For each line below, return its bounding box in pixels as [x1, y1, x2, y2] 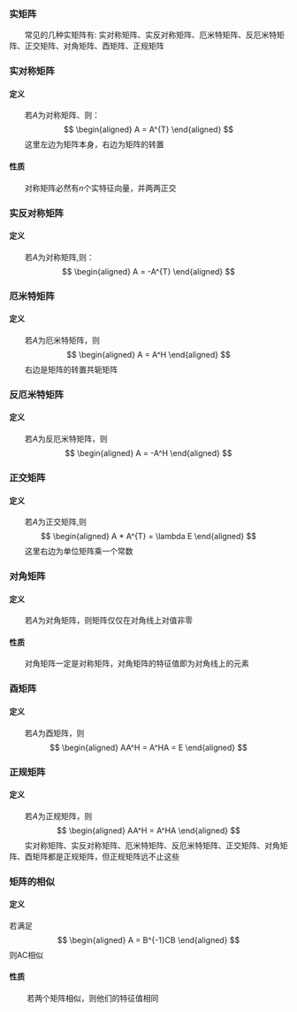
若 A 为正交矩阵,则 [25, 516, 87, 528]
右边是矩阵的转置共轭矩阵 [25, 364, 118, 375]
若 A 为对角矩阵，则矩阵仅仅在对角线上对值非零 [25, 615, 193, 626]
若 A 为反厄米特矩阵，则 [25, 434, 108, 444]
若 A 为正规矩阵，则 [25, 810, 93, 821]
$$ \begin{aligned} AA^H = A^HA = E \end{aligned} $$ [49, 742, 247, 753]
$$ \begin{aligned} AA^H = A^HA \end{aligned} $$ [57, 825, 240, 836]
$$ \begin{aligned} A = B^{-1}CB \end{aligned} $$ [57, 934, 240, 945]
